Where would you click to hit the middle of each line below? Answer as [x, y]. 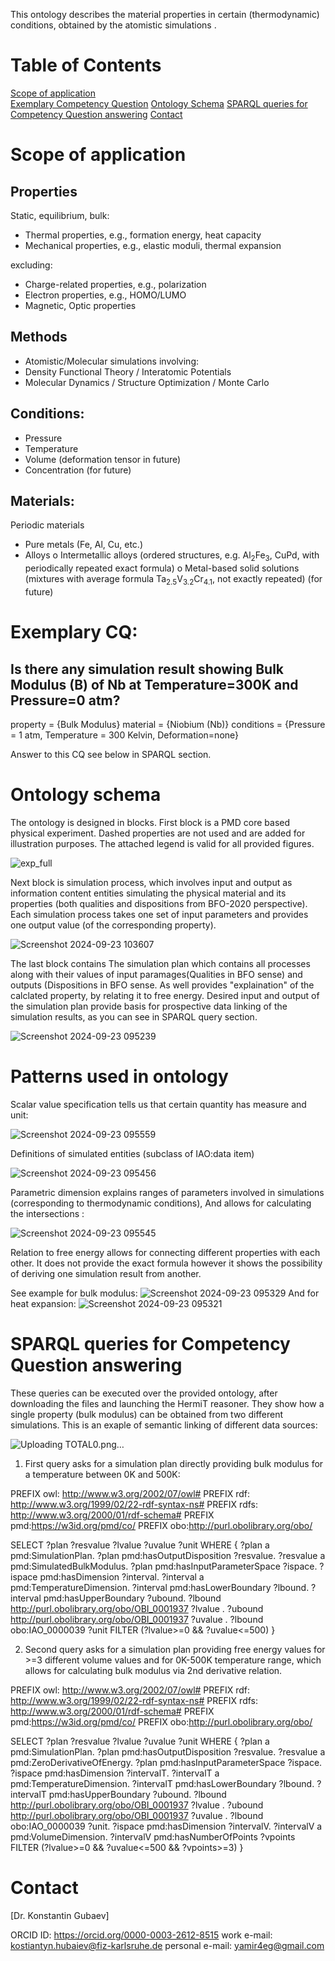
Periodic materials [47, 525]
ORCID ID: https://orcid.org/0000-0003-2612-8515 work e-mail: [141, 1935]
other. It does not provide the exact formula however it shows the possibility [166, 1263]
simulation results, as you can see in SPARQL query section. [134, 1016]
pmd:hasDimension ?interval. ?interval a [122, 1576]
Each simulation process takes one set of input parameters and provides [159, 914]
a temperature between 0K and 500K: [102, 1474]
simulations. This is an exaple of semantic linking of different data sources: [164, 1425]
